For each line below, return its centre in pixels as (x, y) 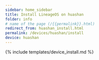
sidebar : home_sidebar (29, 10)
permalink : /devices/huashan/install (44, 33)
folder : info (19, 19)
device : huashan (22, 38)
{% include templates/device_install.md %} (49, 52)
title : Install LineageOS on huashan (44, 14)
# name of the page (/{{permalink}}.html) (50, 24)
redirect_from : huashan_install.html (44, 28)
